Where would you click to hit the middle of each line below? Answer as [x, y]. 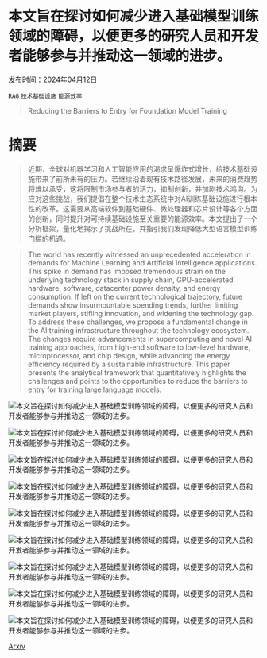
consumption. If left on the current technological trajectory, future [135, 296]
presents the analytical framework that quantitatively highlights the [137, 372]
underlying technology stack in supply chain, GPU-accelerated [130, 280]
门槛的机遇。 [48, 238]
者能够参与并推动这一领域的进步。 [120, 56]
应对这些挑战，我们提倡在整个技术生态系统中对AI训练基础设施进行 [135, 199]
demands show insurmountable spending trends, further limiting [133, 305]
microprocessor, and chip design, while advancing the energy [129, 355]
